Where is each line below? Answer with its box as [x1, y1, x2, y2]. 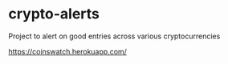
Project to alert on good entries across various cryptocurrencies [8, 31, 221, 41]
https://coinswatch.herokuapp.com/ [8, 46, 127, 56]
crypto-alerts [8, 5, 100, 23]
